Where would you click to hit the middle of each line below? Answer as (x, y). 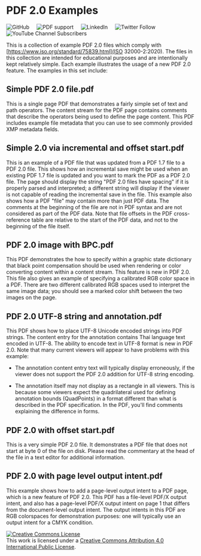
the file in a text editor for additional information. (66, 457)
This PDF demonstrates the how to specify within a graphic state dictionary (99, 259)
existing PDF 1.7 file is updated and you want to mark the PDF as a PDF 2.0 (98, 175)
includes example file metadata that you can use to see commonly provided (99, 123)
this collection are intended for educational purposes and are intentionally (97, 58)
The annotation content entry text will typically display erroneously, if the (105, 368)
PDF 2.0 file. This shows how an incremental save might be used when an (97, 169)
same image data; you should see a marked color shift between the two (94, 291)
